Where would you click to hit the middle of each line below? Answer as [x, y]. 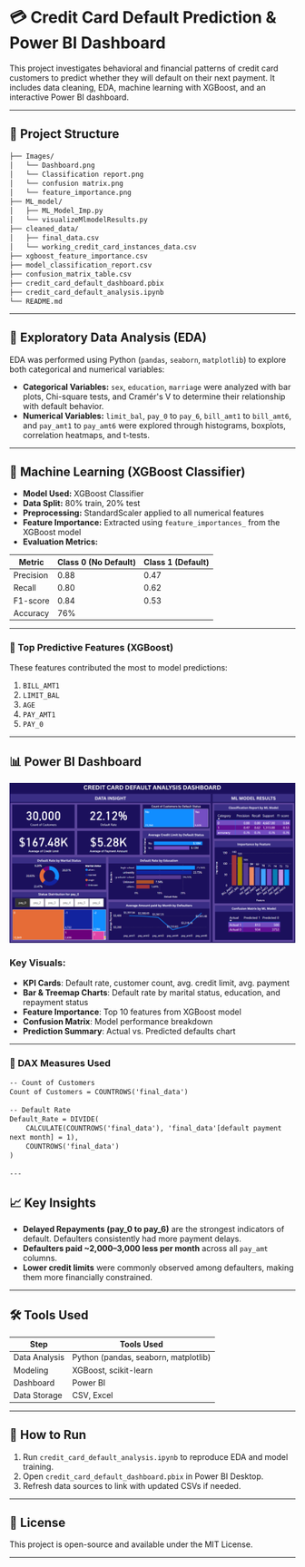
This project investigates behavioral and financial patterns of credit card [144, 68]
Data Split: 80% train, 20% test [81, 504]
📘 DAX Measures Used [60, 1063]
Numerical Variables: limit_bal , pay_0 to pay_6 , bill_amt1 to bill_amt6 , [157, 416]
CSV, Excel [93, 1396]
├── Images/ [32, 156]
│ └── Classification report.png [77, 174]
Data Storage [38, 1396]
